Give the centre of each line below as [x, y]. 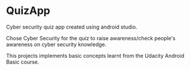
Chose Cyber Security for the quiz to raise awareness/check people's [91, 38]
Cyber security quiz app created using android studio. [72, 27]
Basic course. [23, 62]
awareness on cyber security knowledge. [56, 44]
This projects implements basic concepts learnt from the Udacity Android [95, 55]
